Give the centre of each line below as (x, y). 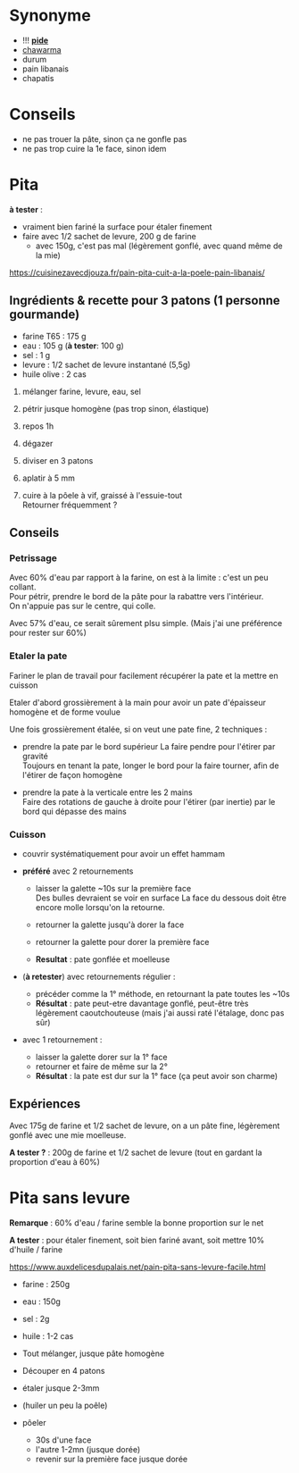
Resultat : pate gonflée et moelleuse (103, 959)
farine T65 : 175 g (54, 336)
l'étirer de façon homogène (72, 774)
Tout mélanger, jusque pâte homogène (93, 1353)
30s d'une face (63, 1440)
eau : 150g (41, 1301)
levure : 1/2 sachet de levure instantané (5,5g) (106, 364)
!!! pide (35, 40)
